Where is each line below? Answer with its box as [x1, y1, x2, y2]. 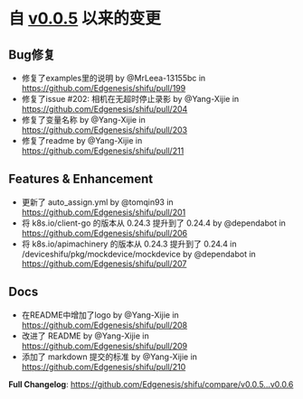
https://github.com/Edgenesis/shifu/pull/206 [21, 227, 187, 238]
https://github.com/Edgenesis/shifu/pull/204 [21, 104, 188, 114]
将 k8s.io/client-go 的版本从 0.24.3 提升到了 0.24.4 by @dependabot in [21, 218, 287, 228]
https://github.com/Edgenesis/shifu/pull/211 [21, 145, 185, 156]
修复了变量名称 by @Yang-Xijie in [21, 115, 147, 125]
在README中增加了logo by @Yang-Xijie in [21, 309, 180, 320]
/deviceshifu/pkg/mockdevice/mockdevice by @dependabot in [21, 248, 257, 259]
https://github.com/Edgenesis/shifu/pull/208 [21, 320, 187, 330]
